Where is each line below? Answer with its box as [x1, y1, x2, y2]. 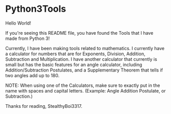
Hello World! [5, 20, 32, 26]
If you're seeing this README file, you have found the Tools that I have [5, 30, 154, 36]
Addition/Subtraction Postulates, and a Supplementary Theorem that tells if [5, 67, 163, 73]
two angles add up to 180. [5, 72, 60, 78]
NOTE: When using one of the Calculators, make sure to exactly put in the [5, 82, 160, 88]
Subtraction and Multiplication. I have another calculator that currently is [5, 56, 157, 62]
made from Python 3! [5, 35, 50, 41]
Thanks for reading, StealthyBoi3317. [5, 103, 83, 109]
